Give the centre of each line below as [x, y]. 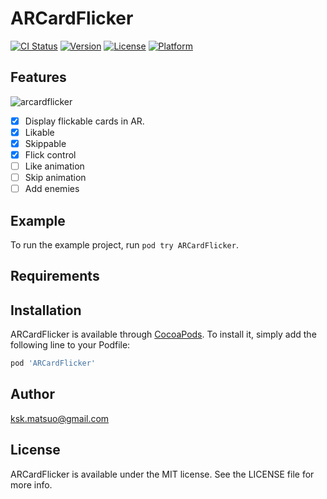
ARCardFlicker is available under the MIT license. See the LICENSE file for [162, 474]
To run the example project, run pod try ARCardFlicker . [124, 245]
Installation [46, 310]
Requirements [55, 276]
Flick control [50, 154]
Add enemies [52, 189]
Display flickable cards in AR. [84, 121]
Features [38, 77]
